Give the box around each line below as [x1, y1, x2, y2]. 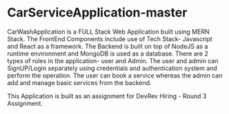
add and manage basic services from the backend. [7, 78, 152, 87]
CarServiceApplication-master [7, 5, 188, 21]
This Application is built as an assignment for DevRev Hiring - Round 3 [7, 91, 207, 100]
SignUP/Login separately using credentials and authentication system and [7, 64, 217, 72]
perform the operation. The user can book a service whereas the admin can [7, 71, 223, 80]
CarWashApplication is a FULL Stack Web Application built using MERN [7, 27, 210, 36]
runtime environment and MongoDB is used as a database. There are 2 [7, 49, 208, 58]
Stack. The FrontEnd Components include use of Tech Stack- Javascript [7, 34, 212, 43]
